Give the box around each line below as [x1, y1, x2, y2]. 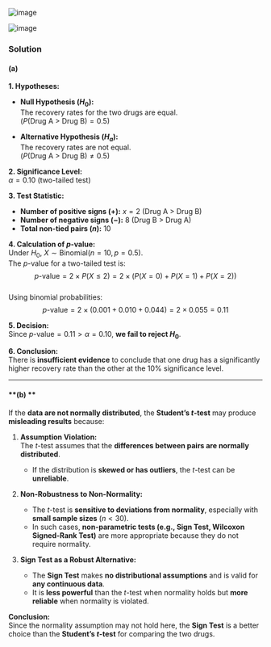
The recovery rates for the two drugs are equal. [19, 107, 178, 117]
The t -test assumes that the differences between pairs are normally [19, 440, 250, 450]
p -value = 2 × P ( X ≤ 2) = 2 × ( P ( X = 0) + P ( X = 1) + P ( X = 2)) [34, 271, 237, 280]
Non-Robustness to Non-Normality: [19, 489, 143, 498]
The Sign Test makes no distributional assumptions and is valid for [31, 570, 258, 580]
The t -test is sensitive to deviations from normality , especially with [31, 505, 258, 515]
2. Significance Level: [8, 166, 83, 176]
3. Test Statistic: [8, 191, 65, 200]
